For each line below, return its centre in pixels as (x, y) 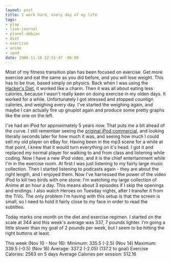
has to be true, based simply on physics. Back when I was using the (77, 83)
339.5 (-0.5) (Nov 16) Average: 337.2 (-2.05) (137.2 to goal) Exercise (77, 249)
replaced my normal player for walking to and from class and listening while (85, 153)
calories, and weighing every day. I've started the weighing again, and (79, 105)
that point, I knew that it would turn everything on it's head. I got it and (79, 147)
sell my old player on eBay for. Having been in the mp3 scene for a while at (84, 142)
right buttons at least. (28, 233)
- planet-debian (23, 34)
